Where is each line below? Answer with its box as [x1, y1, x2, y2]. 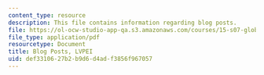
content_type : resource [8, 11, 86, 20]
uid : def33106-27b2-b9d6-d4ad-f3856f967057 [8, 55, 153, 63]
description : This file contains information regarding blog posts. [8, 19, 237, 27]
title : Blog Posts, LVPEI [8, 48, 93, 55]
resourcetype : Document [8, 41, 86, 48]
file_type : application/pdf [8, 33, 101, 41]
